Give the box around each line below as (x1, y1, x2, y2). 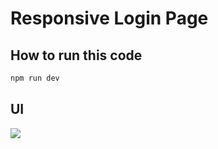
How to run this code (10, 47, 143, 64)
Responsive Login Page (10, 7, 209, 30)
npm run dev (10, 73, 60, 83)
